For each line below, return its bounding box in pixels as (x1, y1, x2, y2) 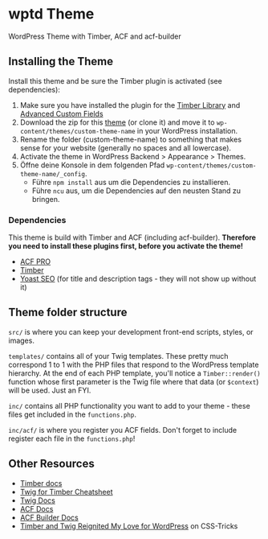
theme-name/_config (19, 170, 86, 178)
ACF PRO (19, 257, 51, 266)
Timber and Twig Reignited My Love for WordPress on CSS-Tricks (19, 520, 238, 531)
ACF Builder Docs (19, 512, 79, 522)
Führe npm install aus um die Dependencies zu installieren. (31, 177, 231, 187)
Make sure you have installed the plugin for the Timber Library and (19, 100, 241, 109)
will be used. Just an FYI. (8, 385, 91, 395)
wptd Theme (8, 5, 95, 23)
